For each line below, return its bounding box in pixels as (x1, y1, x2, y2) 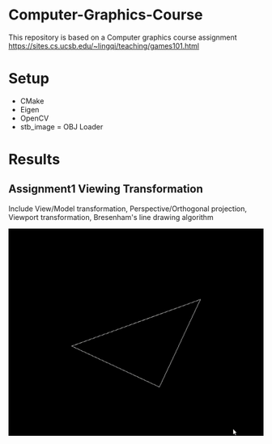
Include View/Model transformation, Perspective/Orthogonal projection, (8, 204, 248, 214)
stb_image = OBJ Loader (19, 121, 104, 131)
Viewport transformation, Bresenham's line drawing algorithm (8, 212, 214, 222)
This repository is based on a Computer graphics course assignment (8, 32, 237, 42)
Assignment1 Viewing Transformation (8, 182, 204, 196)
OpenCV (19, 113, 49, 123)
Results (8, 150, 61, 169)
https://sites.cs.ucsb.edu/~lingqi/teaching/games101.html (8, 40, 200, 50)
